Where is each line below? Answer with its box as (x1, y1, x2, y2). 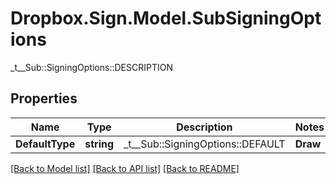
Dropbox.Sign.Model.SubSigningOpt (10, 7, 322, 30)
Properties (10, 90, 78, 107)
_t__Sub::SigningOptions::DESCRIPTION (10, 61, 173, 73)
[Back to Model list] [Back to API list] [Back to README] (10, 162, 240, 174)
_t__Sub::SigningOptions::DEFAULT (123, 137, 286, 151)
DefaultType (15, 137, 76, 151)
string (84, 137, 115, 151)
